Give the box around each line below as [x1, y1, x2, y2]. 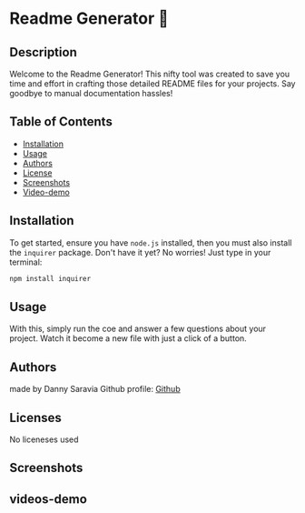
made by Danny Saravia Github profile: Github [9, 384, 181, 395]
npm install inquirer [9, 274, 92, 283]
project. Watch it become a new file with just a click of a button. [9, 333, 247, 344]
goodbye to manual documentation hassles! [9, 88, 173, 98]
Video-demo [22, 186, 70, 197]
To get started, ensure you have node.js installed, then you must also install [9, 236, 292, 248]
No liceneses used [9, 434, 79, 445]
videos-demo [9, 491, 88, 507]
